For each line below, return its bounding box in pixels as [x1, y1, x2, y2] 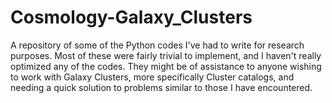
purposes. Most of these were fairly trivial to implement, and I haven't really [10, 49, 322, 61]
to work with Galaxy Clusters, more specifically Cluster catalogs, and [10, 71, 295, 83]
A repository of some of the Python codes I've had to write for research [10, 39, 305, 51]
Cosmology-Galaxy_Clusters [10, 6, 253, 29]
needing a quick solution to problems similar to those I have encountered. [10, 81, 313, 93]
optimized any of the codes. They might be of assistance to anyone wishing [10, 60, 322, 72]
